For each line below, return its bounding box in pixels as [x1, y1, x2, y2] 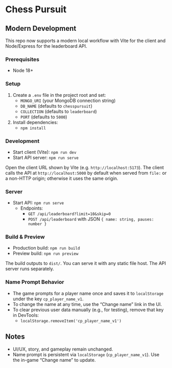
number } [28, 221, 47, 227]
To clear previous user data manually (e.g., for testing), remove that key [12, 306, 164, 313]
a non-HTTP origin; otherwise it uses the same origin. [5, 175, 119, 181]
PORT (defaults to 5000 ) [20, 114, 68, 120]
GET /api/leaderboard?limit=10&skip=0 [28, 212, 111, 217]
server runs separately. [5, 265, 54, 272]
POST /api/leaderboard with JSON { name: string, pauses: [28, 216, 155, 222]
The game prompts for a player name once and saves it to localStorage [12, 290, 164, 296]
